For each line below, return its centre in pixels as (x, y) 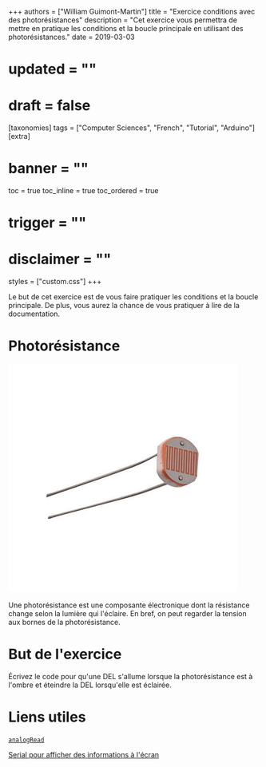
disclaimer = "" (60, 259)
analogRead (26, 740)
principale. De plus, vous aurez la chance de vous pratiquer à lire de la (124, 306)
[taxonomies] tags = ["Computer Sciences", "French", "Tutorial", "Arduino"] (132, 128)
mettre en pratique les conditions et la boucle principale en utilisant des (126, 28)
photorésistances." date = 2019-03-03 (71, 37)
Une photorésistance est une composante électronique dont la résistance (129, 605)
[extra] (19, 136)
